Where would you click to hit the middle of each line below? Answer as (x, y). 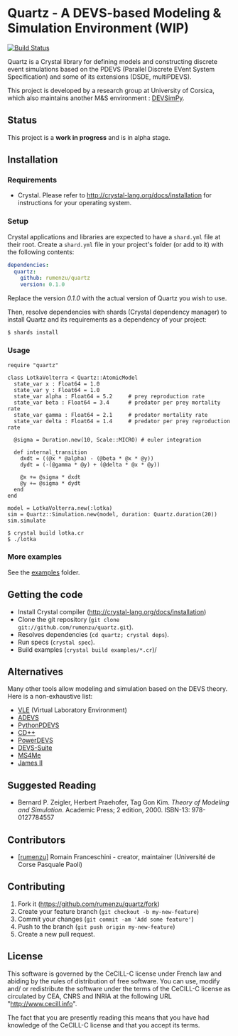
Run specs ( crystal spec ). (56, 642)
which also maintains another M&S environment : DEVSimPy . (96, 98)
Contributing (36, 887)
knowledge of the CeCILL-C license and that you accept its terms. (104, 1025)
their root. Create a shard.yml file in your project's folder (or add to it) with (115, 244)
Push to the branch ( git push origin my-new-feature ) (96, 926)
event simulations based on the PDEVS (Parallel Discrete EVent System (111, 69)
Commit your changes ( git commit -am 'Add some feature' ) (106, 919)
